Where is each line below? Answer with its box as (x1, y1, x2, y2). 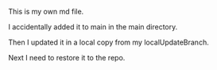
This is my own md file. (8, 7, 84, 16)
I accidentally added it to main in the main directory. (8, 22, 178, 31)
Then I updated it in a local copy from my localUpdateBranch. (8, 37, 209, 47)
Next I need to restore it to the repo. (8, 53, 126, 62)
